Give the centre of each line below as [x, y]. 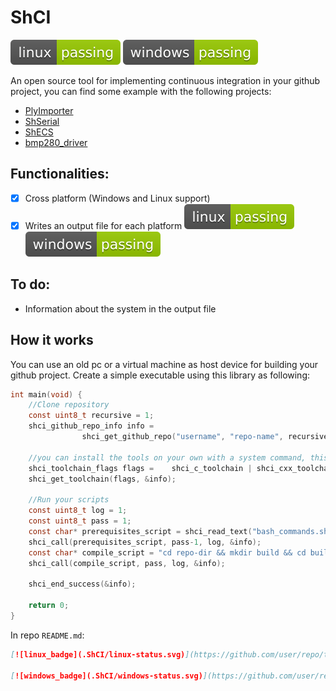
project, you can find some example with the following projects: [141, 91]
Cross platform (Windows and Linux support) [117, 198]
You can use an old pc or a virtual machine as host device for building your [164, 364]
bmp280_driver [56, 142]
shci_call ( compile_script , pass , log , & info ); [127, 563]
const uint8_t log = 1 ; [78, 511]
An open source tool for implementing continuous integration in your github [165, 80]
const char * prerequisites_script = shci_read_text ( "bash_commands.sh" [180, 531]
